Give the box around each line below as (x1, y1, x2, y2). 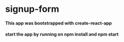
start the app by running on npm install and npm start (5, 31, 119, 38)
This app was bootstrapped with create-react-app (5, 20, 112, 26)
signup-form (5, 3, 59, 15)
